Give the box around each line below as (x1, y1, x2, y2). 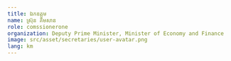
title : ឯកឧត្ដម (7, 10, 47, 18)
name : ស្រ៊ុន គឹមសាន (7, 17, 57, 24)
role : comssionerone (7, 23, 69, 30)
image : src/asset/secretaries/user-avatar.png (7, 36, 148, 43)
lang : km (7, 43, 33, 50)
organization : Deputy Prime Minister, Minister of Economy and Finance (7, 29, 224, 37)
